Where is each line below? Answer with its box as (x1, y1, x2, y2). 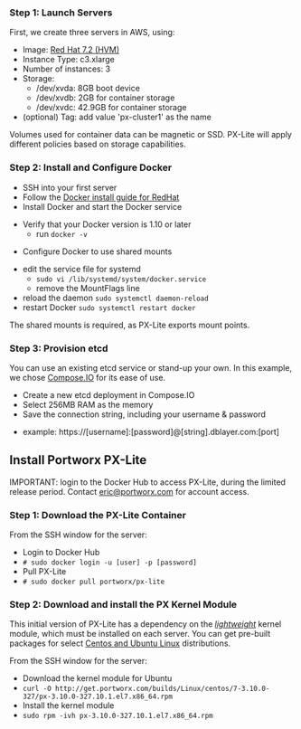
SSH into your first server (22, 182, 118, 193)
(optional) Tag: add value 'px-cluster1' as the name (22, 111, 212, 123)
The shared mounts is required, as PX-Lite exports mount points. (9, 319, 250, 330)
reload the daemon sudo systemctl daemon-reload (22, 292, 210, 303)
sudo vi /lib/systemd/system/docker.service (35, 274, 207, 284)
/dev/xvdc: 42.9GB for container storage (35, 102, 187, 113)
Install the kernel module (22, 700, 115, 711)
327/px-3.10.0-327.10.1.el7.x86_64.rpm (22, 692, 174, 702)
